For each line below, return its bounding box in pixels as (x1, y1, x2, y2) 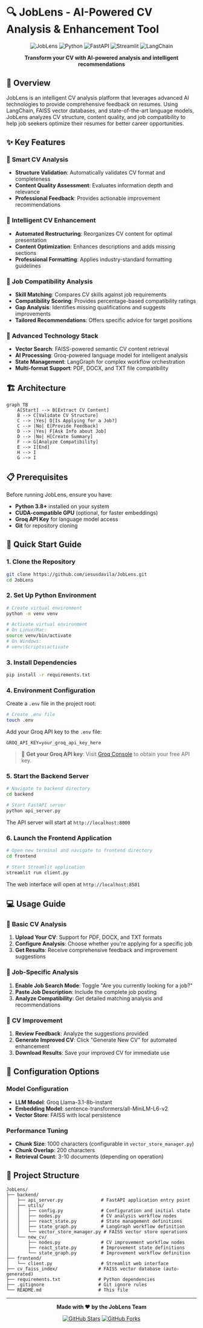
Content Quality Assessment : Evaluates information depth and (14, 182, 173, 189)
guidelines (14, 262, 41, 269)
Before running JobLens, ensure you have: (6, 491, 112, 498)
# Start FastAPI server (6, 802, 66, 808)
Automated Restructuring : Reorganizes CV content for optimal (14, 230, 173, 237)
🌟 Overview (6, 78, 51, 88)
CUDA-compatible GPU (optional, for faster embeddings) (14, 509, 158, 516)
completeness (14, 175, 51, 182)
